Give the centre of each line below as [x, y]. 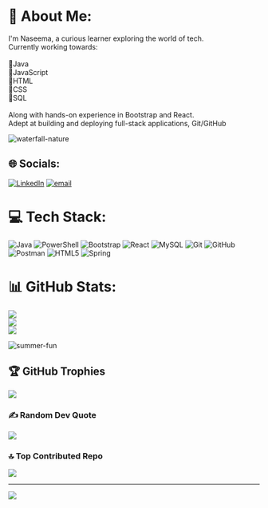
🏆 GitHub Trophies [57, 372]
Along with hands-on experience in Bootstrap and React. [101, 114]
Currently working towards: [53, 46]
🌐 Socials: [34, 164]
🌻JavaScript [28, 72]
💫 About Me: [50, 16]
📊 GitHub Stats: [63, 286]
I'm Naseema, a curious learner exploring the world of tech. [106, 38]
